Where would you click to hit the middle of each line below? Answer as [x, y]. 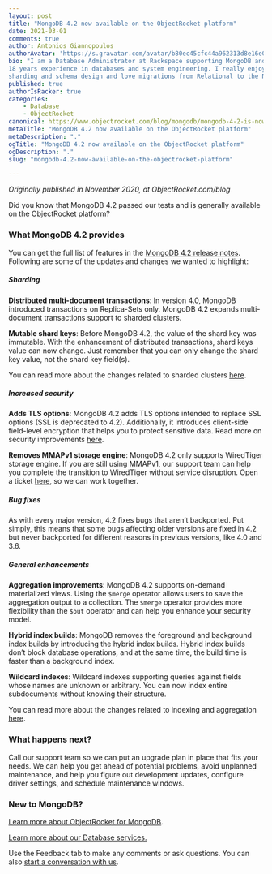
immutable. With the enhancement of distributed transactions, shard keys [131, 342]
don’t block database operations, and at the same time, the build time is [127, 652]
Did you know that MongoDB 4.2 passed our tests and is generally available [134, 205]
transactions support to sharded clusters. [113, 317]
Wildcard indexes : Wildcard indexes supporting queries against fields [125, 677]
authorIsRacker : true [45, 91]
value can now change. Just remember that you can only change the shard [134, 351]
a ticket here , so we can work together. [74, 481]
